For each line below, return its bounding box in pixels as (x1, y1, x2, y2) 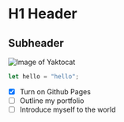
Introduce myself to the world (19, 105, 116, 114)
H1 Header (8, 5, 77, 23)
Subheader (8, 36, 65, 50)
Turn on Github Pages (19, 86, 91, 96)
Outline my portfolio (19, 96, 85, 105)
